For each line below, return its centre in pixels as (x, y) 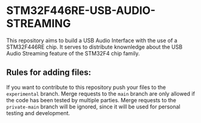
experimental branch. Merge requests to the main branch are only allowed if (101, 93)
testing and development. (38, 113)
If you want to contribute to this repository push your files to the (86, 87)
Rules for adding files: (49, 73)
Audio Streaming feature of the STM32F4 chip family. (73, 53)
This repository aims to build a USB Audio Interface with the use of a (92, 40)
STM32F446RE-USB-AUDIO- (81, 11)
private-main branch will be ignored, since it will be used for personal (93, 107)
